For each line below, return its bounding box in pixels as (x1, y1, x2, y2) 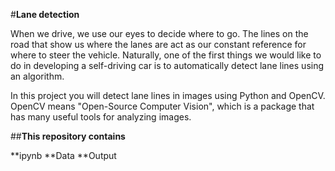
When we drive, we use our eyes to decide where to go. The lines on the (10, 28, 309, 39)
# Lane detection (10, 9, 80, 20)
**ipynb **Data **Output (10, 150, 117, 161)
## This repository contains (10, 130, 126, 142)
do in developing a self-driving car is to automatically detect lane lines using (10, 60, 325, 71)
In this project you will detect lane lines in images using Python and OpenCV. (10, 90, 326, 101)
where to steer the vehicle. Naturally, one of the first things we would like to (10, 49, 322, 61)
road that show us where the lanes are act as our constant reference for (10, 39, 307, 50)
